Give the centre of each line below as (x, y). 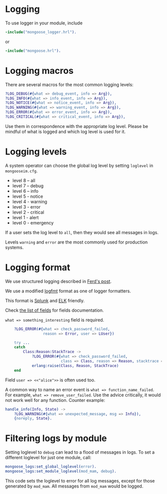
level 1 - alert (25, 217)
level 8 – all (24, 180)
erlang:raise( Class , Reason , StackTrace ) (75, 366)
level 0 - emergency (33, 223)
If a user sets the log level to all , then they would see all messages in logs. (82, 232)
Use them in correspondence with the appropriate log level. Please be (77, 126)
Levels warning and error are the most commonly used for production (77, 242)
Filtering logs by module (56, 438)
